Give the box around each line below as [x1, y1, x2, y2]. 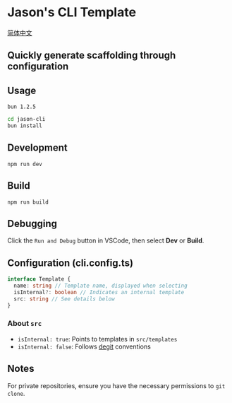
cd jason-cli [7, 116, 46, 123]
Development [7, 142, 68, 154]
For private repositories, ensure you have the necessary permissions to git [7, 381, 226, 390]
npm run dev [7, 160, 42, 168]
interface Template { [7, 276, 71, 283]
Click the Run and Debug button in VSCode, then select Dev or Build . [7, 236, 204, 245]
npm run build [7, 199, 49, 206]
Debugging [7, 217, 58, 230]
